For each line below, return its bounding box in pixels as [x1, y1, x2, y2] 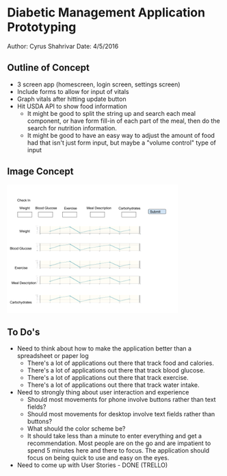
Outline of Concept [7, 62, 90, 73]
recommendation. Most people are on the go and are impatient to [27, 439, 211, 447]
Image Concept [7, 166, 74, 178]
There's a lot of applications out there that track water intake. [27, 381, 200, 389]
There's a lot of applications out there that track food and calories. [27, 359, 214, 368]
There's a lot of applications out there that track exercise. [27, 374, 189, 382]
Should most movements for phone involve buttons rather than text [27, 396, 217, 404]
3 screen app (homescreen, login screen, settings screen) [16, 80, 181, 88]
